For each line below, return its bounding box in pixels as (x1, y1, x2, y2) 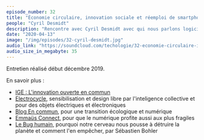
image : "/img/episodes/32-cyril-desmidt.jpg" (6, 37, 123, 43)
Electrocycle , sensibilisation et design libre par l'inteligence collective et (15, 95, 195, 102)
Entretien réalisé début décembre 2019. (6, 65, 105, 72)
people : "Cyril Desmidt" (6, 20, 69, 26)
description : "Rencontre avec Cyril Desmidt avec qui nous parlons (6, 25, 181, 32)
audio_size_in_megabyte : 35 (6, 48, 78, 55)
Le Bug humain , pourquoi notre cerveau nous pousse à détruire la (15, 121, 180, 128)
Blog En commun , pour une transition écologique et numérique (15, 107, 172, 115)
